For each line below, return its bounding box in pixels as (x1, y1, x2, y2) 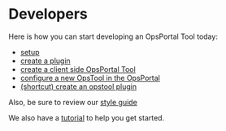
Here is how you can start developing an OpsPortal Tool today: (8, 32, 218, 41)
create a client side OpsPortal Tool (20, 64, 136, 74)
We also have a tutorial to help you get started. (8, 112, 165, 122)
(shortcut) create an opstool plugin (20, 82, 137, 91)
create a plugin (20, 56, 71, 65)
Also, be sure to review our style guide (8, 97, 138, 107)
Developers (8, 5, 88, 23)
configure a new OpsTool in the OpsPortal (20, 73, 160, 82)
